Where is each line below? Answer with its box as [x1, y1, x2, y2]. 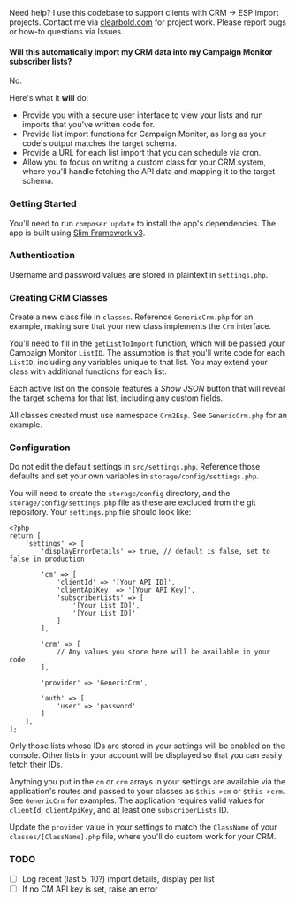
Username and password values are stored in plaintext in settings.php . [9, 269, 269, 279]
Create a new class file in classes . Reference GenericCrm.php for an [9, 311, 254, 322]
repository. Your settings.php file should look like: [9, 507, 192, 517]
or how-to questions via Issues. [9, 27, 124, 36]
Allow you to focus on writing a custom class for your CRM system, [21, 157, 267, 167]
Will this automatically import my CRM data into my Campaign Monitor [9, 46, 273, 57]
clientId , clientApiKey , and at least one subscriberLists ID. [9, 805, 229, 815]
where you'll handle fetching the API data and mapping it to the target [21, 166, 276, 177]
